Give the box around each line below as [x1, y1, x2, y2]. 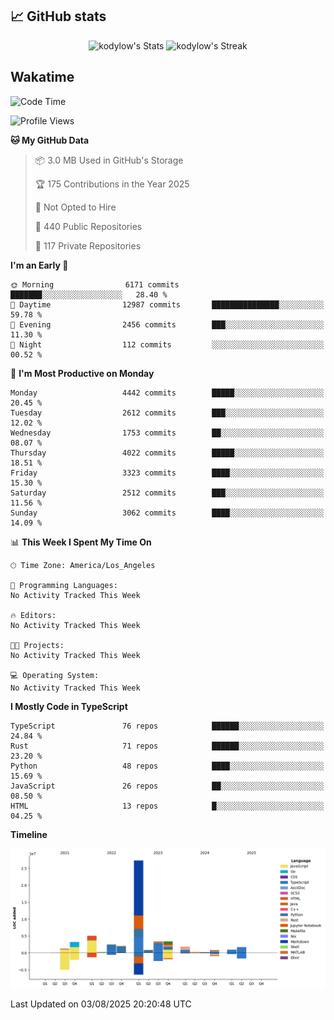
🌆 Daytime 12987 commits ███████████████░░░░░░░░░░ [10, 299, 325, 310]
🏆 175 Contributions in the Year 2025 [34, 178, 190, 190]
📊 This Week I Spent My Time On [10, 536, 152, 548]
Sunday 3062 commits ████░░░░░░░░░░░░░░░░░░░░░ [10, 508, 325, 518]
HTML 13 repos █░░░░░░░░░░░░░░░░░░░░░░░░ [10, 801, 325, 811]
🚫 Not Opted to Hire [34, 201, 117, 213]
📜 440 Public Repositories [34, 220, 143, 232]
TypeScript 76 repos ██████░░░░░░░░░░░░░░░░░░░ [10, 721, 325, 731]
